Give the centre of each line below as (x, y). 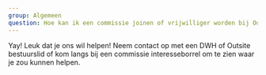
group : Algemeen (35, 15)
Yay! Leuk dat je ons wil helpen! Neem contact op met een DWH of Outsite (129, 45)
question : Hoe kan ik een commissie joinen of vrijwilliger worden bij (129, 23)
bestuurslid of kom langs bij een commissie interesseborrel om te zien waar (131, 54)
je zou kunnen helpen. (44, 62)
